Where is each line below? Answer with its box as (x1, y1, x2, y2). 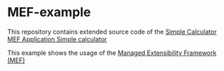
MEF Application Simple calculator (7, 34, 107, 43)
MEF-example (7, 4, 91, 20)
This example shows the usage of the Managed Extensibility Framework (7, 49, 217, 57)
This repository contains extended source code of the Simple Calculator (7, 27, 217, 36)
